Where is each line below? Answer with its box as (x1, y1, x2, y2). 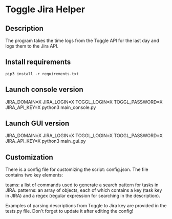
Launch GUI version (5, 119, 70, 128)
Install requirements (5, 58, 71, 67)
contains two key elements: (5, 172, 63, 178)
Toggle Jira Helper (5, 4, 85, 15)
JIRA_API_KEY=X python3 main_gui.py (5, 138, 86, 144)
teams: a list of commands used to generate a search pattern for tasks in (5, 182, 159, 188)
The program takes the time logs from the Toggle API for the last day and (5, 37, 159, 43)
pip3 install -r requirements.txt (5, 71, 79, 76)
